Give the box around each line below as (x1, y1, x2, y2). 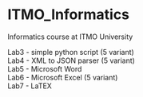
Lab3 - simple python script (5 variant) (7, 47, 135, 56)
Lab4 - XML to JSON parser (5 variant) (7, 56, 135, 65)
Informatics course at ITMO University (7, 32, 133, 41)
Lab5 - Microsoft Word (7, 64, 82, 73)
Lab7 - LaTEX (7, 81, 53, 91)
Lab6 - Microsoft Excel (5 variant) (7, 72, 118, 82)
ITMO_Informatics (7, 6, 129, 24)
